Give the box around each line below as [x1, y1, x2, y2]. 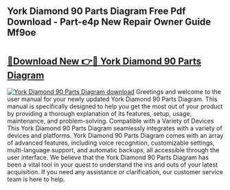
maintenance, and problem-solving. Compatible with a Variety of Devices [7, 117, 214, 125]
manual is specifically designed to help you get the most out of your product [7, 102, 223, 110]
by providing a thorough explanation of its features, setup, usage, [7, 110, 192, 117]
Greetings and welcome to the [136, 88, 222, 95]
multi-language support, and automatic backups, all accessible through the [7, 146, 220, 154]
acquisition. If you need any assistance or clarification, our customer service [7, 168, 224, 176]
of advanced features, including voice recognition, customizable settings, [7, 139, 215, 147]
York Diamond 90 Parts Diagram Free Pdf [7, 5, 186, 17]
